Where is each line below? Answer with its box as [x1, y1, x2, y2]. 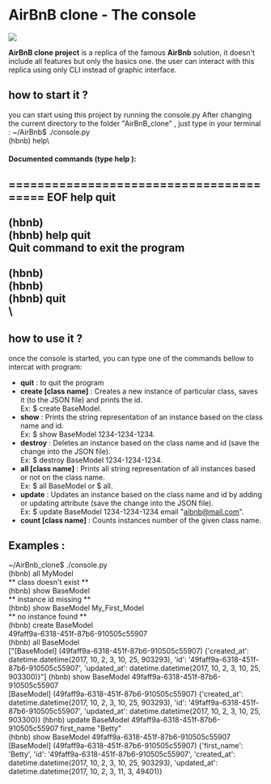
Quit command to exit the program [8, 241, 185, 254]
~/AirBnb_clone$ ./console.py [8, 560, 108, 570]
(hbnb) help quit [8, 228, 91, 242]
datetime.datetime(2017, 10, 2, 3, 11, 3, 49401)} [8, 767, 163, 777]
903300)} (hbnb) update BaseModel [8, 715, 129, 725]
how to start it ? [8, 88, 89, 102]
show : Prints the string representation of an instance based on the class [19, 411, 263, 422]
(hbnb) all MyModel [8, 569, 74, 578]
